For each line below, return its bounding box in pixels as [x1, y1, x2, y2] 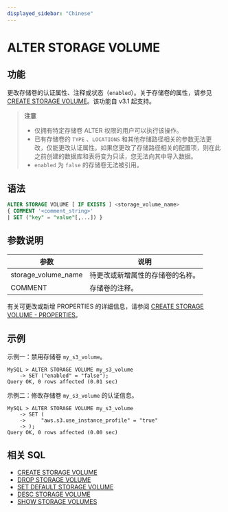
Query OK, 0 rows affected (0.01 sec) [7, 378, 118, 385]
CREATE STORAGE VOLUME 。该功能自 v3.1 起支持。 [7, 97, 156, 105]
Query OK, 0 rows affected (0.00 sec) [7, 429, 118, 436]
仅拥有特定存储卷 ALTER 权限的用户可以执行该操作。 [34, 126, 183, 134]
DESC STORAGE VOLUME [16, 490, 91, 498]
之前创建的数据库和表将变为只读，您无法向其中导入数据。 [34, 152, 197, 160]
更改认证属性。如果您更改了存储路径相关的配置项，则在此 [58, 143, 221, 151]
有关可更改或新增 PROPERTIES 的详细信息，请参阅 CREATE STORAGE [7, 302, 204, 310]
